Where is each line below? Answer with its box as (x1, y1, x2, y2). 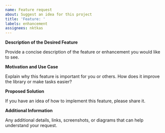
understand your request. (5, 123, 57, 129)
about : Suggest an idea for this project (5, 12, 92, 17)
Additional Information (5, 108, 53, 114)
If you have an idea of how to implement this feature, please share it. (5, 98, 146, 104)
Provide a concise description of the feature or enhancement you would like (5, 49, 161, 55)
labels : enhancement (5, 21, 48, 26)
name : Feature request (5, 7, 52, 12)
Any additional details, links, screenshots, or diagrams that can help (5, 117, 144, 123)
